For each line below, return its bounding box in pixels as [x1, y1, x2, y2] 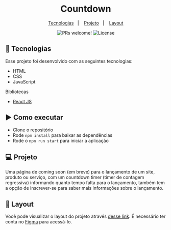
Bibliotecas [5, 89, 29, 95]
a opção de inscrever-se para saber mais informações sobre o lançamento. [5, 185, 164, 191]
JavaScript [12, 78, 36, 84]
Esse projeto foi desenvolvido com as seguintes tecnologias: [5, 58, 133, 64]
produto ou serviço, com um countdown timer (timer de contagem [5, 174, 144, 181]
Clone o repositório [12, 127, 54, 133]
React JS [12, 98, 32, 104]
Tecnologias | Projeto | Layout [48, 20, 124, 26]
